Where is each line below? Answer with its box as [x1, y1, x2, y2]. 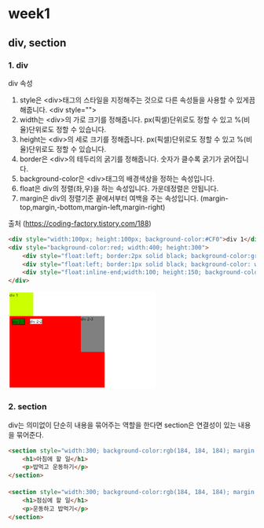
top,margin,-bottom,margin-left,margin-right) [19, 202, 166, 212]
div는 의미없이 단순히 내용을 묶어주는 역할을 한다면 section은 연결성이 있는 [8, 420, 237, 430]
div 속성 [8, 78, 33, 87]
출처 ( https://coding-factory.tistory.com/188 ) [8, 218, 152, 228]
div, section [8, 36, 67, 50]
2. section [8, 401, 47, 412]
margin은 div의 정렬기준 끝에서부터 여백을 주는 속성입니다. [19, 194, 199, 203]
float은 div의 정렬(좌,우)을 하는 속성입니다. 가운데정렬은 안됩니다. [19, 183, 219, 193]
